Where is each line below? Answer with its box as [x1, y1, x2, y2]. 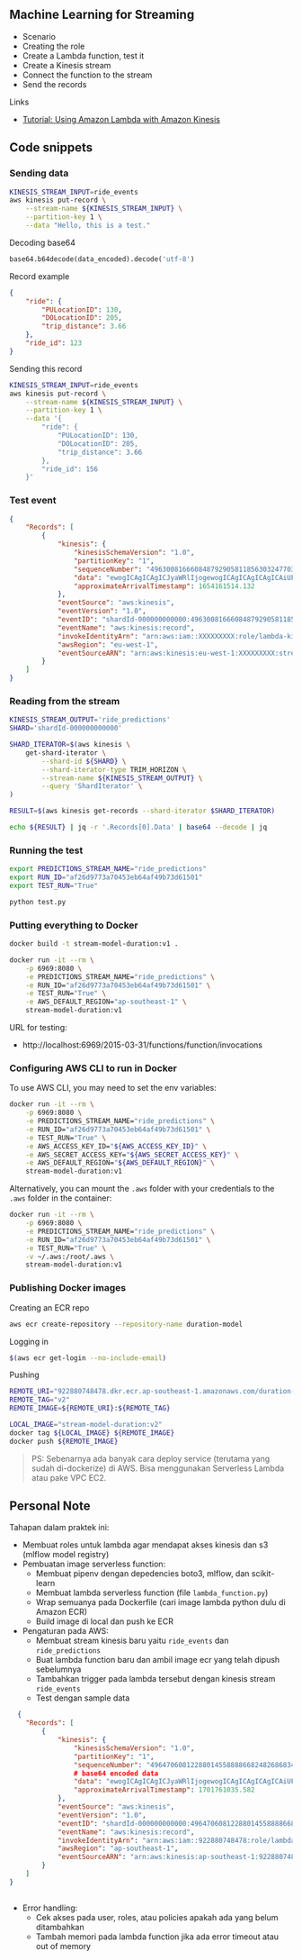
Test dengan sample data [35, 1692, 130, 1703]
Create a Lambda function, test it [22, 50, 145, 61]
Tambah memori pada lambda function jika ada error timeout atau [35, 1931, 280, 1942]
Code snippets [9, 140, 93, 156]
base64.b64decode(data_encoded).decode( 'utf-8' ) [9, 254, 195, 264]
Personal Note [9, 1499, 91, 1514]
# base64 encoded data [73, 1769, 159, 1778]
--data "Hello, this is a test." [25, 221, 151, 230]
